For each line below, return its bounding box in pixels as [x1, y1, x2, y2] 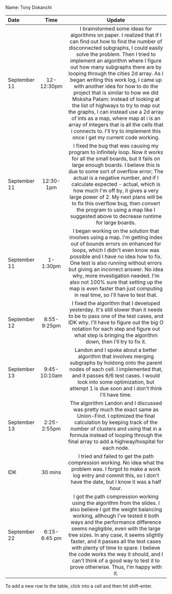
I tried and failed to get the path [78, 453, 154, 460]
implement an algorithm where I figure [70, 57, 162, 64]
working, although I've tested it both [72, 512, 160, 519]
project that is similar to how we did [73, 89, 159, 96]
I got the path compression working [73, 493, 159, 500]
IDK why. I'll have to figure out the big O [68, 319, 164, 326]
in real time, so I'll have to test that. [74, 291, 158, 299]
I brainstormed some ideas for [79, 25, 153, 32]
